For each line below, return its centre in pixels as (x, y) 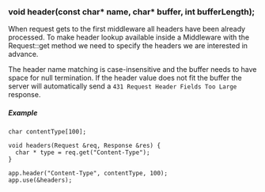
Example (23, 112)
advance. (23, 55)
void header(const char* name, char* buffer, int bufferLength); (132, 12)
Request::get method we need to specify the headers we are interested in (128, 46)
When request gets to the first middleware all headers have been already (127, 29)
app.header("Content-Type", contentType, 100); (88, 173)
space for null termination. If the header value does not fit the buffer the (125, 78)
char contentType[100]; (47, 132)
